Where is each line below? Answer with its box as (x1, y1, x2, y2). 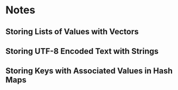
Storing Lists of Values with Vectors (5, 27, 139, 37)
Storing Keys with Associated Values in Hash (5, 66, 173, 76)
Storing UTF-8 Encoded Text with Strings (5, 46, 159, 56)
